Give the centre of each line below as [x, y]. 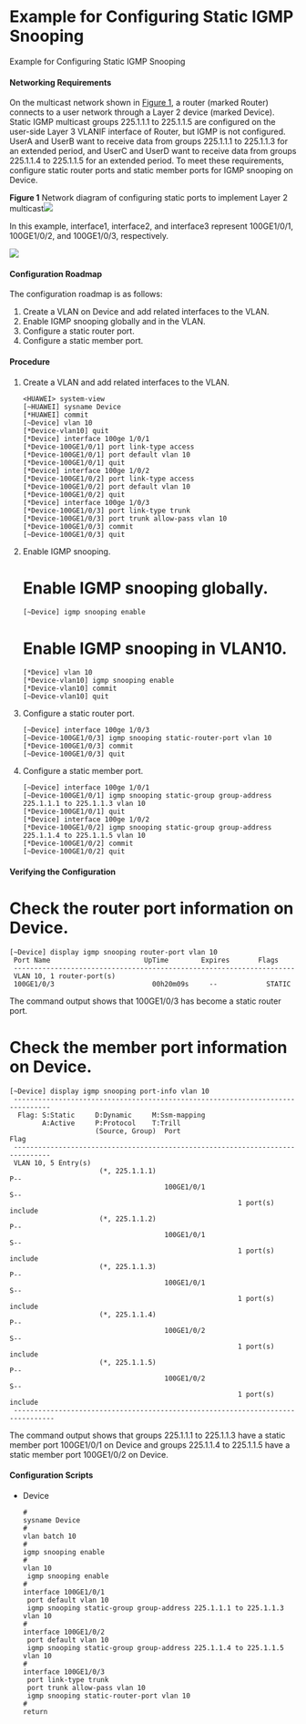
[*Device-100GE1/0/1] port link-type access [108, 447]
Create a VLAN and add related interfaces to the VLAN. [126, 382]
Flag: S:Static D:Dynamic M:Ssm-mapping [112, 1115]
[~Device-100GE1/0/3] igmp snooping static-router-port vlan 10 [147, 738]
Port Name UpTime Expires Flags [146, 960]
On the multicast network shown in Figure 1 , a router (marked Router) [139, 103]
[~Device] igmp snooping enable [84, 613]
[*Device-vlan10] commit [70, 689]
